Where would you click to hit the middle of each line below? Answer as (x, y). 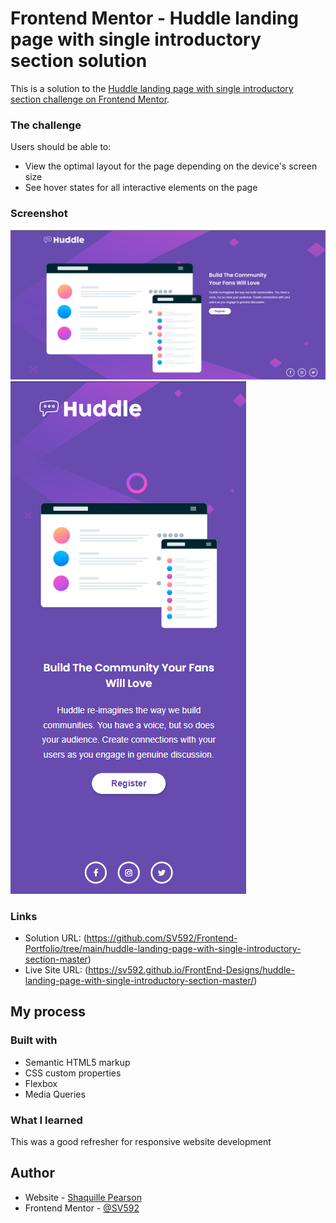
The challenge (46, 125)
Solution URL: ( (55, 938)
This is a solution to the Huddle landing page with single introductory (152, 88)
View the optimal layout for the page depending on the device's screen (171, 166)
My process (48, 1012)
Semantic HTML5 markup (77, 1062)
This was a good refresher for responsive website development (141, 1142)
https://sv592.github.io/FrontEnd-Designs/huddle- (191, 970)
